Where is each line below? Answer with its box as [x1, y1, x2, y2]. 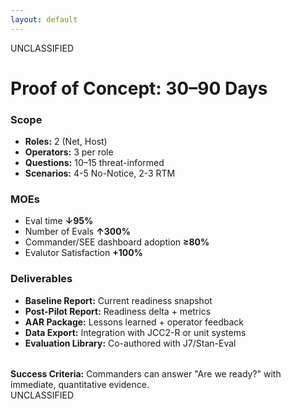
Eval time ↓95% [24, 215, 94, 227]
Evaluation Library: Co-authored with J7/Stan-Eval [24, 337, 237, 349]
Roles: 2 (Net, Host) [24, 136, 108, 148]
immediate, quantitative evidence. [10, 378, 150, 390]
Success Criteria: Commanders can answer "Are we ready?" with [10, 367, 282, 380]
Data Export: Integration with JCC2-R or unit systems [24, 326, 247, 338]
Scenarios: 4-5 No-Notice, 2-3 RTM [24, 167, 176, 180]
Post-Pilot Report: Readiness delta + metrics [24, 305, 212, 317]
